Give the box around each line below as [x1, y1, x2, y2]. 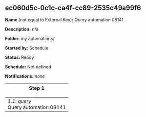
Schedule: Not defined [5, 64, 51, 69]
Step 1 [29, 84, 45, 91]
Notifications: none [5, 73, 45, 79]
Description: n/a [5, 26, 39, 32]
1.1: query [7, 98, 32, 104]
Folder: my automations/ [5, 35, 55, 41]
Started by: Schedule [5, 45, 49, 50]
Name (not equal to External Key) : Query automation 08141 [5, 17, 124, 22]
